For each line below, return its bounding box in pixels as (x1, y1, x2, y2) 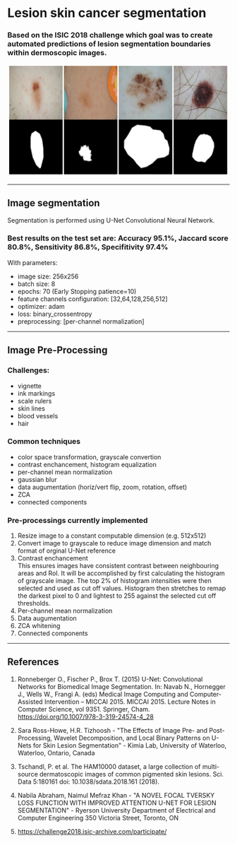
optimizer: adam (17, 302, 65, 310)
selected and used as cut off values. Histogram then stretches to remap (17, 584, 226, 593)
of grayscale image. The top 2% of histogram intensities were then (17, 577, 212, 585)
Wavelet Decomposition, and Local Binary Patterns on (54, 733, 210, 742)
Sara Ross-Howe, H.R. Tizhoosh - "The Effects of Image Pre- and (17, 726, 208, 734)
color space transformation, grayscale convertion (17, 452, 162, 461)
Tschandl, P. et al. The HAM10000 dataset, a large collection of (17, 762, 201, 771)
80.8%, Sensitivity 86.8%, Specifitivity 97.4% (7, 242, 169, 252)
